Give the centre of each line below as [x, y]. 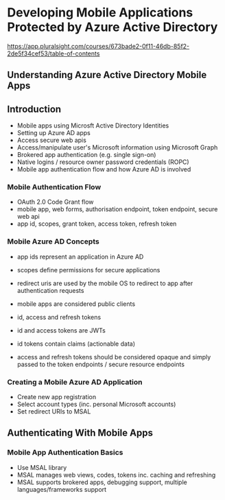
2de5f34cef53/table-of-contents [54, 53]
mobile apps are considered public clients [76, 304]
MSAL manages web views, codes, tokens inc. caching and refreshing [116, 475]
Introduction [34, 109]
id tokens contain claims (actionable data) [76, 344]
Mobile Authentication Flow [54, 187]
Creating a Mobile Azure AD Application [75, 382]
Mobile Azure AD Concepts [53, 241]
